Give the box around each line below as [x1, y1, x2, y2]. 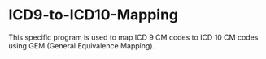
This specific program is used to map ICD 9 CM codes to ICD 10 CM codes [8, 32, 259, 42]
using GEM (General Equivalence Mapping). [8, 40, 155, 50]
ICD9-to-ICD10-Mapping [8, 6, 179, 24]
